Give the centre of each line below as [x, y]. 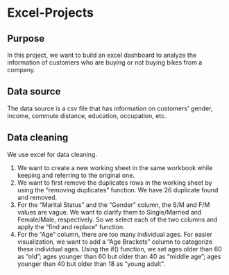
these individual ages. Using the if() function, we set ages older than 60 [119, 249]
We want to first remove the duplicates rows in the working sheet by [115, 183]
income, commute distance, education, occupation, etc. [87, 115]
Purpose [26, 39]
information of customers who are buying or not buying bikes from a [105, 62]
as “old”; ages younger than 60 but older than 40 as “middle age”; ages [119, 256]
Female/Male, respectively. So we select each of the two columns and [117, 219]
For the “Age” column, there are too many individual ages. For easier [115, 234]
